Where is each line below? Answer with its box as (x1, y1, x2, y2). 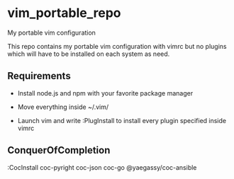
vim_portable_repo (7, 5, 122, 21)
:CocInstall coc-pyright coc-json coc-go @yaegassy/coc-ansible (7, 163, 197, 171)
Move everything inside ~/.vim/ (17, 103, 108, 111)
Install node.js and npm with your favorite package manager (17, 88, 194, 97)
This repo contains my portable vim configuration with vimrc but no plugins (7, 42, 227, 50)
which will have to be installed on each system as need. (7, 50, 170, 58)
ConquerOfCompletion (7, 144, 111, 156)
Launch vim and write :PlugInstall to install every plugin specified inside (17, 116, 227, 125)
